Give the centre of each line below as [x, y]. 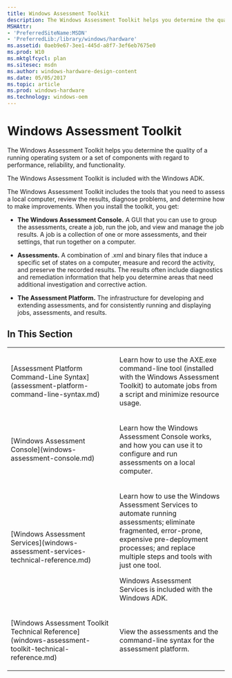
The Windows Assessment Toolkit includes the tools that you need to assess [116, 191]
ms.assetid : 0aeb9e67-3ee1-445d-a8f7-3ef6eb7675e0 [81, 46]
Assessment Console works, [166, 436]
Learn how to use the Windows [170, 496]
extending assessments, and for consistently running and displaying [114, 305]
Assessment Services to [159, 505]
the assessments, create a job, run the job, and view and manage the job [120, 227]
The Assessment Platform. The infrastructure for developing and [110, 298]
